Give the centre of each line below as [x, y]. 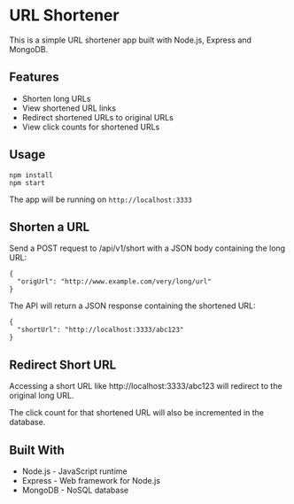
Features [34, 78]
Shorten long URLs [56, 98]
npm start [27, 182]
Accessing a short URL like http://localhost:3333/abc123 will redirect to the [146, 386]
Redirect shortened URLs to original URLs [98, 117]
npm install [31, 175]
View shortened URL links [69, 108]
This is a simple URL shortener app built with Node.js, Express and [131, 40]
